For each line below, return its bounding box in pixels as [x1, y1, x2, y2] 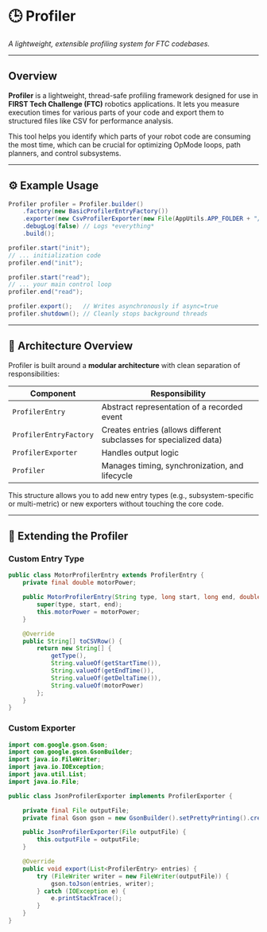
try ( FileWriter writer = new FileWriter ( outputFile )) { [37, 872, 230, 880]
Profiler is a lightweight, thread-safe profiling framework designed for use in [8, 90, 258, 100]
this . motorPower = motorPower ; [37, 608, 141, 616]
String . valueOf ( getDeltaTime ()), [50, 674, 161, 682]
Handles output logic [101, 447, 180, 458]
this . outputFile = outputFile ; [37, 836, 141, 844]
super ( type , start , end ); [37, 601, 123, 609]
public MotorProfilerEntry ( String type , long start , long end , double [22, 593, 261, 601]
